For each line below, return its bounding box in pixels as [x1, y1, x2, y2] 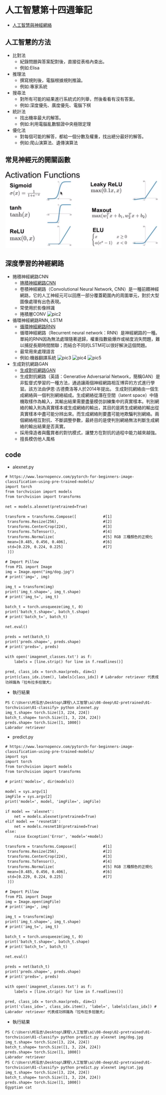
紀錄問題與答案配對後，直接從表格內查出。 [19, 58, 107, 64]
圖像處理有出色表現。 [19, 298, 64, 305]
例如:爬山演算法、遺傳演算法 [19, 139, 78, 145]
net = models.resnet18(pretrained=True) [14, 824, 99, 829]
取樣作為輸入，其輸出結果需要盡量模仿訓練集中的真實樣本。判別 [24, 398, 155, 404]
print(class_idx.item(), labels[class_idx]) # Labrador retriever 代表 [5, 675, 155, 680]
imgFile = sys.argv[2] [5, 794, 52, 799]
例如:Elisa [19, 64, 40, 70]
